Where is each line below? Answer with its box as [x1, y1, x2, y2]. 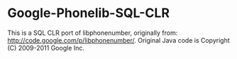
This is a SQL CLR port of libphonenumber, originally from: [7, 28, 178, 37]
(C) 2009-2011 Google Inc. [7, 43, 85, 52]
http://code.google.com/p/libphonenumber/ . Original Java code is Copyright [7, 36, 231, 44]
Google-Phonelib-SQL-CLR [7, 5, 170, 21]
